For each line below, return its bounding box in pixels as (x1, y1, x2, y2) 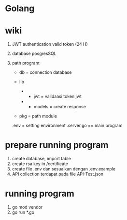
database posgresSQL (12, 51, 56, 56)
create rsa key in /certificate (12, 161, 69, 167)
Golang (5, 3, 35, 14)
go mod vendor (12, 204, 43, 210)
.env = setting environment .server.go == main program (12, 122, 123, 129)
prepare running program (5, 139, 109, 151)
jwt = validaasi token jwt (33, 93, 82, 100)
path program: (12, 60, 41, 66)
